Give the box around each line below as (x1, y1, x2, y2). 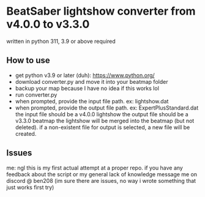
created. (15, 130, 37, 137)
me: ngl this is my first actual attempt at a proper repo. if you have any (6, 164, 184, 171)
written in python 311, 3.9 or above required (6, 37, 116, 45)
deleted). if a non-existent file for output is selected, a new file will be (15, 124, 190, 131)
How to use (6, 55, 50, 65)
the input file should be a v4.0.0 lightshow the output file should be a (15, 110, 188, 117)
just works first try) (6, 184, 54, 191)
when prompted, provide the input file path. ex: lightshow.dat (15, 97, 169, 105)
